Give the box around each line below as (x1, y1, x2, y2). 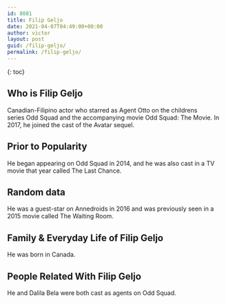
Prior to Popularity (7, 141, 88, 153)
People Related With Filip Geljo (7, 270, 141, 282)
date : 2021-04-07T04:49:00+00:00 (7, 23, 103, 30)
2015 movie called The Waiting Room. (7, 212, 114, 220)
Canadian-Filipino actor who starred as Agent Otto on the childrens (7, 106, 198, 114)
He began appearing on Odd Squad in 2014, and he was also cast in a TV (7, 159, 215, 167)
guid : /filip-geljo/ (7, 42, 67, 49)
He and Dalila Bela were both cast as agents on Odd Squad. (7, 288, 177, 297)
